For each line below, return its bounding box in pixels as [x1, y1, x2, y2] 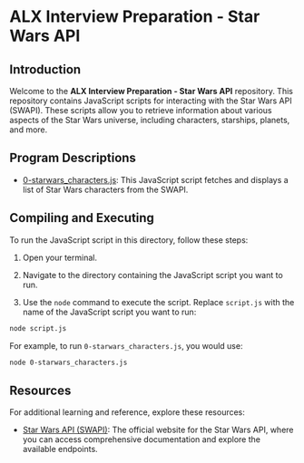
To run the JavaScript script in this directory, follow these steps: [9, 234, 249, 246]
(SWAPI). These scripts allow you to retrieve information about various [9, 105, 272, 115]
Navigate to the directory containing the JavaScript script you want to [22, 269, 283, 280]
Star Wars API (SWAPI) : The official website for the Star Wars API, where [22, 424, 294, 436]
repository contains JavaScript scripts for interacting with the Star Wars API [9, 95, 292, 106]
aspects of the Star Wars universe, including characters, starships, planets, [9, 115, 290, 125]
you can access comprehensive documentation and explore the [22, 434, 261, 445]
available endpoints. [22, 444, 98, 455]
